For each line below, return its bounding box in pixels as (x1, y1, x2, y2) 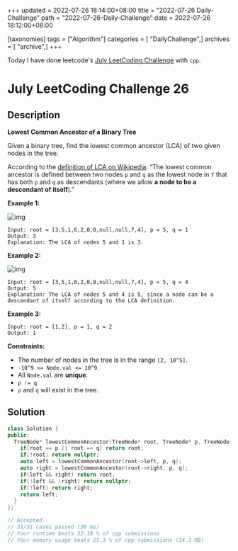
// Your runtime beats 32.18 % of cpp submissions (7, 530, 160, 537)
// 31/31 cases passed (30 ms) (7, 523, 100, 530)
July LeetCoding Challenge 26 (7, 81, 189, 97)
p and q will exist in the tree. (17, 386, 99, 394)
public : (7, 431, 30, 438)
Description (7, 109, 60, 121)
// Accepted (7, 517, 42, 524)
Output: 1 (7, 329, 37, 336)
